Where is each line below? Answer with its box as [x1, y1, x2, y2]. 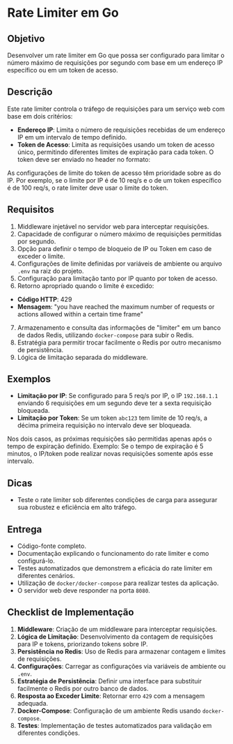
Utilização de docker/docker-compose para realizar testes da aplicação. [17, 579, 219, 587]
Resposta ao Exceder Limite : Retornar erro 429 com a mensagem [17, 692, 205, 700]
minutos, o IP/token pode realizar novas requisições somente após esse [7, 450, 214, 458]
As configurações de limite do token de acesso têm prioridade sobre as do [7, 169, 221, 177]
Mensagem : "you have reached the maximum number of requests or [17, 302, 215, 311]
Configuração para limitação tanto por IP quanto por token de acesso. [17, 274, 218, 282]
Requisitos [7, 204, 54, 215]
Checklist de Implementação [7, 607, 134, 618]
